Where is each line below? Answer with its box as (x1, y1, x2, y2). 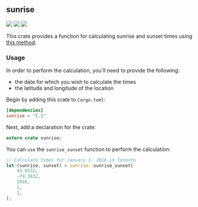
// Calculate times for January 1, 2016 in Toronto (6, 157, 136, 163)
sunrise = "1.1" (6, 113, 46, 119)
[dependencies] (6, 107, 44, 114)
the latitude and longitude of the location (14, 85, 114, 92)
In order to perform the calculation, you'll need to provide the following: (6, 67, 180, 74)
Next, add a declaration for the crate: (6, 123, 96, 130)
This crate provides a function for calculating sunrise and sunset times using (6, 32, 193, 40)
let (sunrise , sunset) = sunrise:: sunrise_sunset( (6, 162, 134, 169)
